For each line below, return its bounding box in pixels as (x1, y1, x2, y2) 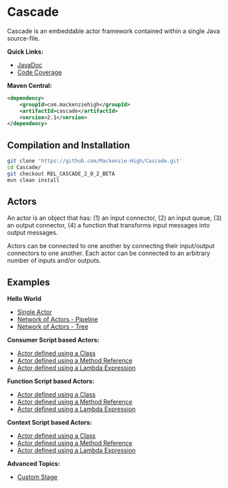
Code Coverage (16, 68, 62, 76)
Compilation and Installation (7, 139, 130, 151)
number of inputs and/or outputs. (7, 256, 101, 265)
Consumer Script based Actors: (7, 336, 100, 344)
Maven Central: (7, 81, 53, 89)
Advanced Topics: (7, 460, 60, 468)
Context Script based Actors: (7, 419, 93, 427)
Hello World (7, 295, 42, 303)
